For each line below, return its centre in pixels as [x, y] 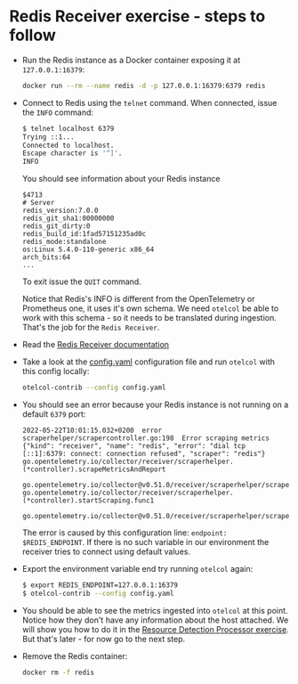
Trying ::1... [48, 137]
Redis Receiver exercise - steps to [137, 16]
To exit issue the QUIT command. [82, 281]
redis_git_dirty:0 [56, 226]
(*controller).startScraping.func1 [88, 501]
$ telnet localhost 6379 [68, 128]
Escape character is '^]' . [72, 153]
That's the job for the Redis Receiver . [91, 328]
